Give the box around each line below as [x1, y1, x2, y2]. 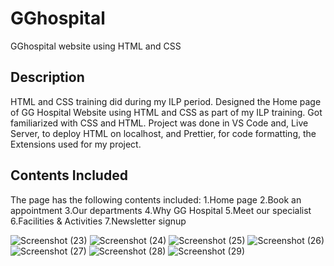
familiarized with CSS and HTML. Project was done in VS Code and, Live [10, 117, 309, 129]
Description [10, 69, 85, 86]
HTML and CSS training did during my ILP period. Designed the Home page [10, 95, 322, 107]
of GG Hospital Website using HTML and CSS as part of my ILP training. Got [10, 106, 323, 118]
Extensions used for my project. [10, 138, 142, 150]
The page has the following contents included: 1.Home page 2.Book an [10, 193, 302, 206]
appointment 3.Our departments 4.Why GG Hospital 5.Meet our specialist [10, 204, 312, 216]
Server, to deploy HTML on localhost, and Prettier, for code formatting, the [10, 127, 317, 139]
